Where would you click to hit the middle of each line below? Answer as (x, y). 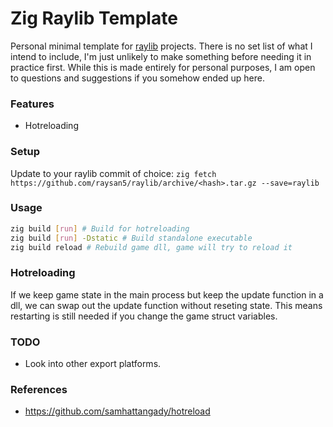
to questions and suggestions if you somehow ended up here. (138, 78)
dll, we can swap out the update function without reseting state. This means (166, 305)
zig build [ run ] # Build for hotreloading (100, 228)
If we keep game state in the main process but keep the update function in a (167, 294)
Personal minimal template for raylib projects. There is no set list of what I (161, 46)
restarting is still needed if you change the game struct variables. (144, 316)
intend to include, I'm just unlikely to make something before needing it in (161, 56)
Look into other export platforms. (93, 364)
